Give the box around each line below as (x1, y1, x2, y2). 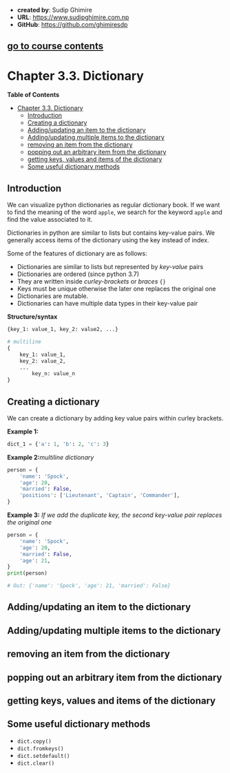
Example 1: (7, 427, 39, 436)
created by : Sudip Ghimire (17, 6, 93, 14)
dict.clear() (17, 760, 55, 767)
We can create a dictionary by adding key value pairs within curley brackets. (7, 414, 224, 422)
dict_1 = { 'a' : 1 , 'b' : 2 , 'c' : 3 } (7, 441, 109, 447)
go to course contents (7, 41, 104, 52)
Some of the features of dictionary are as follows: (7, 249, 147, 257)
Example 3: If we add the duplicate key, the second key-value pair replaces (7, 511, 222, 519)
